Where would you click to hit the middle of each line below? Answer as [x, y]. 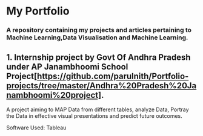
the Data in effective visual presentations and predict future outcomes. [95, 115]
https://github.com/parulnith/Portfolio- [113, 76]
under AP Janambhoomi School [67, 67]
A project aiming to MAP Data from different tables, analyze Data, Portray [98, 109]
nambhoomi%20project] [54, 95]
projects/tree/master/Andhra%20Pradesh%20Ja [101, 86]
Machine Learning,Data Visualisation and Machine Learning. [97, 37]
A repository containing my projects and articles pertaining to [99, 30]
